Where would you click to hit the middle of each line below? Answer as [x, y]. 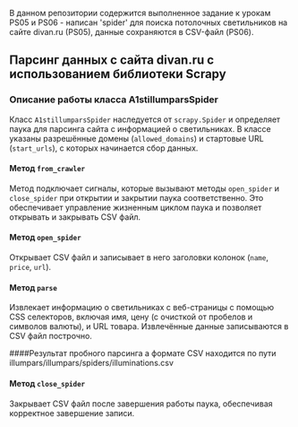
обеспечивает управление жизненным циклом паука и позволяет [136, 207]
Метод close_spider [47, 383]
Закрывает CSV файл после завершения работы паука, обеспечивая [141, 404]
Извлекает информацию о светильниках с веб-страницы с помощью [142, 308]
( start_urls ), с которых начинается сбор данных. [104, 148]
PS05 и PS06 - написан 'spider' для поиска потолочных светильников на [149, 22]
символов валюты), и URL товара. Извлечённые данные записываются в [149, 327]
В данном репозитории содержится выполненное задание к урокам [140, 13]
